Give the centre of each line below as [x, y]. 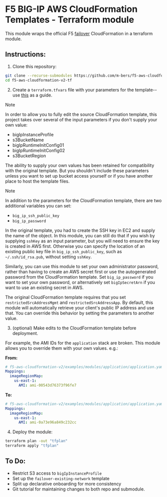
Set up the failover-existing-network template [61, 478]
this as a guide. [37, 95]
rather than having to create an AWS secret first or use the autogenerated [81, 272]
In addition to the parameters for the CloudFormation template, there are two [83, 200]
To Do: [15, 461]
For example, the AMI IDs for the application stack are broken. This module [83, 343]
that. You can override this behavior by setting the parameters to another [80, 313]
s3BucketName [28, 140]
